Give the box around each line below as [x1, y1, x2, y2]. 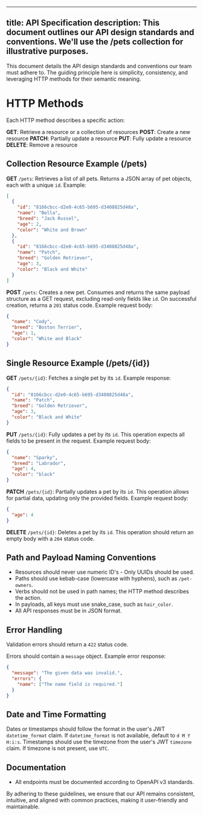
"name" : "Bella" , [17, 210, 61, 216]
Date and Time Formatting [6, 709, 107, 719]
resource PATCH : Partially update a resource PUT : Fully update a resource [6, 135, 192, 142]
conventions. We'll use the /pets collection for [6, 37, 184, 47]
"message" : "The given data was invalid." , [11, 670, 123, 676]
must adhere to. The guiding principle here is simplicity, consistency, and [6, 69, 188, 76]
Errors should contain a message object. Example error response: [6, 652, 166, 660]
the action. [14, 594, 42, 602]
